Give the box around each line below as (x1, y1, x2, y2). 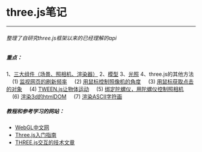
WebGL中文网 (14, 124, 49, 131)
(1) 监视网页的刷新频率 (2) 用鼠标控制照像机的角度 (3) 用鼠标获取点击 (11, 78, 194, 85)
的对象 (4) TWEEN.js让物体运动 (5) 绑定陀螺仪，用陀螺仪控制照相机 (6, 85, 185, 93)
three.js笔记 (6, 5, 67, 19)
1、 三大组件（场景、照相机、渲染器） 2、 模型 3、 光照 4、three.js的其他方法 (6, 70, 194, 78)
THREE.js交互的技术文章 (14, 139, 75, 146)
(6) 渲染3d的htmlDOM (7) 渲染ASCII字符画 (11, 93, 122, 100)
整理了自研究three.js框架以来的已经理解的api (6, 34, 117, 41)
